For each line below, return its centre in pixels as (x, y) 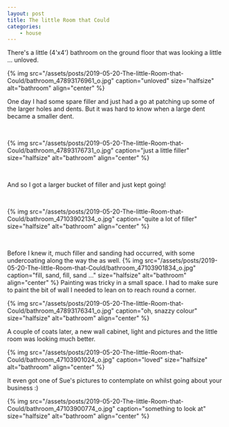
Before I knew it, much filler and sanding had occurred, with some (101, 253)
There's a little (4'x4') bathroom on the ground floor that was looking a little (114, 53)
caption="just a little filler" (152, 150)
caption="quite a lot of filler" (157, 219)
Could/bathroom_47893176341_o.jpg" (61, 311)
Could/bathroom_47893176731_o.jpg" (61, 150)
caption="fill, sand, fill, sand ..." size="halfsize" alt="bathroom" (97, 275)
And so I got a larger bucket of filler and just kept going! (86, 185)
